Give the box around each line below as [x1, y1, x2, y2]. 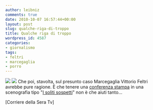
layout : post [5, 21, 33, 27]
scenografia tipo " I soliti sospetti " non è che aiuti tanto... [5, 89, 123, 95]
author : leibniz [5, 7, 40, 13]
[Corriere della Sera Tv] [5, 99, 54, 105]
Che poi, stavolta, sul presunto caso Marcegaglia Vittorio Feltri [17, 79, 148, 85]
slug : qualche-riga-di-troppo [5, 26, 69, 31]
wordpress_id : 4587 [5, 36, 47, 41]
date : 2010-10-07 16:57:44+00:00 [5, 17, 76, 22]
